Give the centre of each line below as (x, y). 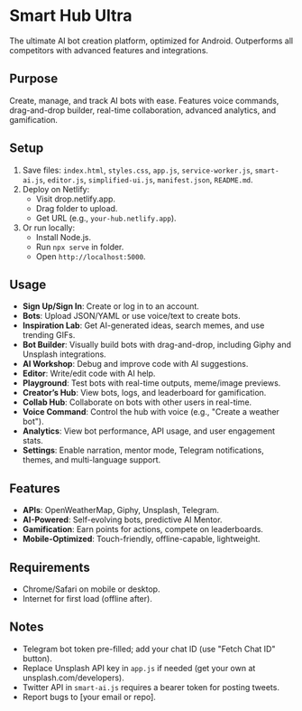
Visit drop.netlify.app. (75, 199)
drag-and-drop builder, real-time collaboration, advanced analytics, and (143, 110)
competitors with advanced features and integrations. (109, 50)
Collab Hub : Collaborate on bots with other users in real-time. (137, 402)
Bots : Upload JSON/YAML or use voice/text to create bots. (131, 316)
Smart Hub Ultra (71, 16)
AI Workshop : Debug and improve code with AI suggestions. (135, 364)
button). (37, 658)
